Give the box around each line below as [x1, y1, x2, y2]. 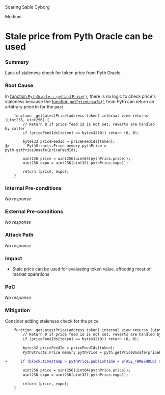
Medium [5, 14, 22, 19]
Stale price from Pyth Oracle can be [5, 31, 153, 42]
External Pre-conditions [5, 208, 63, 215]
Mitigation [5, 307, 30, 314]
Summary [5, 59, 29, 66]
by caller [5, 126, 26, 131]
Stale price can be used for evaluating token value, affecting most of [12, 266, 151, 272]
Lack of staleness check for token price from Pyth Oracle [5, 70, 121, 76]
